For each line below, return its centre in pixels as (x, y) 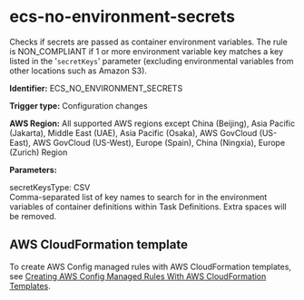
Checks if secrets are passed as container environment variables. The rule (148, 42)
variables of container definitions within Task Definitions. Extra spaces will (148, 207)
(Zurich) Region (39, 152)
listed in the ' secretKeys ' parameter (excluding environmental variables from (152, 61)
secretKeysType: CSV (50, 187)
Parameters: (33, 169)
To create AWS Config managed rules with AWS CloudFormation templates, (151, 266)
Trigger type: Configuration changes (78, 105)
